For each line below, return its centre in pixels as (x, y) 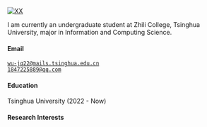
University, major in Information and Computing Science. (90, 32)
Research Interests (36, 117)
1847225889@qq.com (34, 70)
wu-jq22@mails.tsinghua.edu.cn (53, 64)
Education (23, 85)
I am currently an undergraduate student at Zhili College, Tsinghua (103, 24)
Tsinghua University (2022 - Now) (57, 101)
